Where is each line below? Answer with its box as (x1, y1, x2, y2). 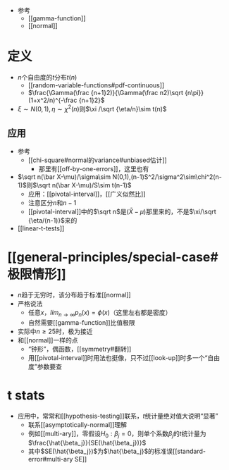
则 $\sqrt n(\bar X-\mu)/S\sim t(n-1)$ (26, 181, 132, 190)
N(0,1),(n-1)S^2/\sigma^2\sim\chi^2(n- (112, 173, 222, 181)
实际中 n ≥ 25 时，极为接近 (17, 327, 93, 336)
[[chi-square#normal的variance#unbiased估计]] (27, 156, 167, 164)
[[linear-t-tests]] (17, 224, 65, 233)
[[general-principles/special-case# (7, 249, 218, 265)
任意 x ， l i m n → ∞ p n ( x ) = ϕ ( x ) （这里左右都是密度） (27, 309, 172, 319)
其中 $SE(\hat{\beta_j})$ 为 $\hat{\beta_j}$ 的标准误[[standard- (27, 447, 206, 455)
